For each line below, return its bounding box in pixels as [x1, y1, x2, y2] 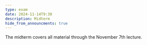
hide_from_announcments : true [5, 21, 68, 26]
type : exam [5, 7, 28, 12]
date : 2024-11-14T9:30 [5, 12, 52, 17]
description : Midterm [5, 16, 50, 21]
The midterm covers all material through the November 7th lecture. [5, 34, 143, 40]
